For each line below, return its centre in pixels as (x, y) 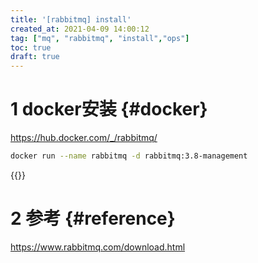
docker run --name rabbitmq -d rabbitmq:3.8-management (129, 156)
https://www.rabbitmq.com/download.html (98, 247)
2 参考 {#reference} (93, 218)
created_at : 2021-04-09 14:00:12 (80, 29)
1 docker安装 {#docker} (109, 109)
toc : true (31, 47)
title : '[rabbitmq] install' (71, 19)
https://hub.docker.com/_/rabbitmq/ (84, 138)
